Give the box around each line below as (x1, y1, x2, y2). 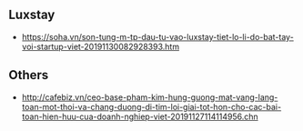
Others (8, 67, 49, 83)
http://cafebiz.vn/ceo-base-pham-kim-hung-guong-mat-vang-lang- (21, 91, 278, 103)
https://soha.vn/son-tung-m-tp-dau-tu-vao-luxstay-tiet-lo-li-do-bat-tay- (21, 31, 295, 42)
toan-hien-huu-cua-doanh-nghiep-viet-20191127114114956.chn (21, 111, 258, 122)
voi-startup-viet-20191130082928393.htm (21, 41, 179, 52)
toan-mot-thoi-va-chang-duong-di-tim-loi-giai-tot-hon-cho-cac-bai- (21, 101, 282, 112)
